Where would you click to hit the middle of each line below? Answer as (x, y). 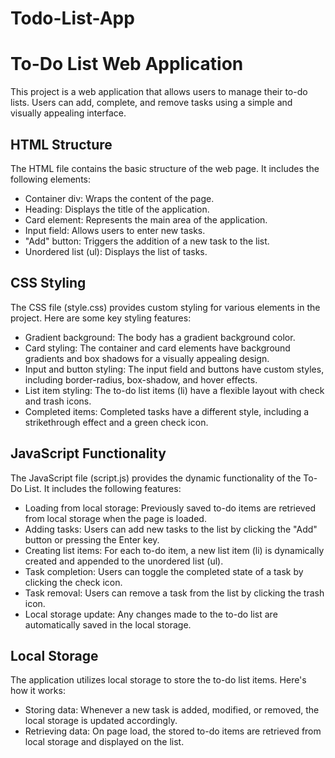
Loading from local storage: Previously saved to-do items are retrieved (170, 508)
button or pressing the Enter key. (92, 539)
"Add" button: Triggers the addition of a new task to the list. (147, 241)
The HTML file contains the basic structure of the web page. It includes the (165, 168)
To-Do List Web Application (127, 64)
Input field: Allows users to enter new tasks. (115, 230)
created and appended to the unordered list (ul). (124, 561)
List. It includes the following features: (103, 488)
